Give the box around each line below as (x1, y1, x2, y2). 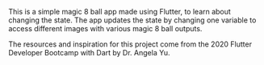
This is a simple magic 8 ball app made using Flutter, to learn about (8, 7, 232, 16)
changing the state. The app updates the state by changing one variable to (8, 15, 257, 25)
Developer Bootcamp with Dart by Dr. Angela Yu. (8, 48, 170, 57)
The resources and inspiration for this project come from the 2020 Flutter (8, 39, 253, 49)
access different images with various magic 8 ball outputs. (8, 24, 203, 33)
